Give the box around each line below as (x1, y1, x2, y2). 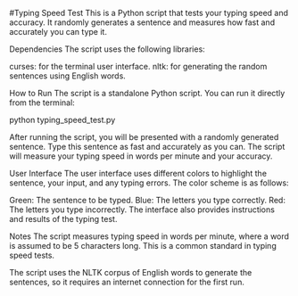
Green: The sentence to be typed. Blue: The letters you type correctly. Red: (9, 195, 286, 205)
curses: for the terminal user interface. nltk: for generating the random (9, 62, 268, 71)
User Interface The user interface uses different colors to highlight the (9, 169, 268, 178)
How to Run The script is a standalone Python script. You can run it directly (9, 88, 286, 98)
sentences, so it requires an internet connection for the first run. (9, 276, 245, 287)
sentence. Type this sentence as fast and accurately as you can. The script (9, 142, 286, 152)
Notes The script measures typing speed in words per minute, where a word (9, 231, 290, 242)
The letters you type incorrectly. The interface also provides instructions (9, 204, 275, 215)
